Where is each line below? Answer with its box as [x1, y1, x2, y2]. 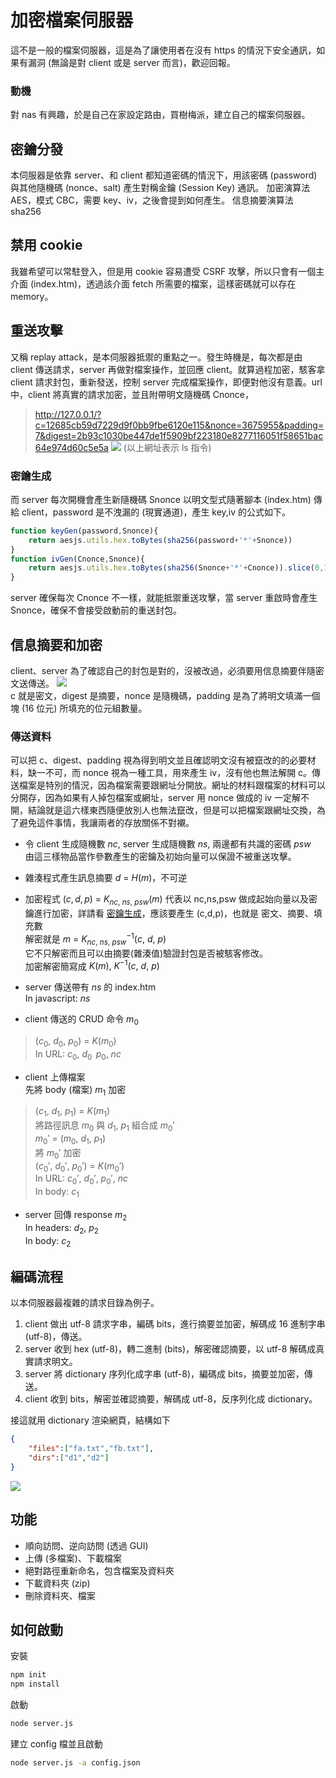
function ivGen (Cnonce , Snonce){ [10, 554, 145, 564]
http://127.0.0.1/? [34, 408, 102, 420]
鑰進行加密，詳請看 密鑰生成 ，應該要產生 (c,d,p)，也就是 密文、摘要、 [24, 907, 315, 920]
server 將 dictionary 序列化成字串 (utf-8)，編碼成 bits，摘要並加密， [24, 1368, 305, 1380]
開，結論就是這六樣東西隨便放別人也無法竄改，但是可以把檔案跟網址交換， [10, 804, 317, 816]
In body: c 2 [24, 1234, 72, 1249]
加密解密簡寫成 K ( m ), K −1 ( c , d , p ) [24, 958, 160, 972]
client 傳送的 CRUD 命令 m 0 [24, 1013, 139, 1028]
